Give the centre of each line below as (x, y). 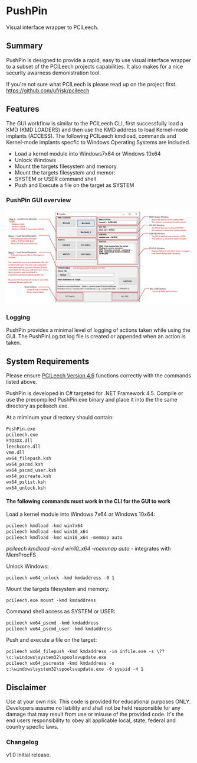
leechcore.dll (24, 447)
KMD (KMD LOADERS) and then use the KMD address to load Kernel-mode (97, 130)
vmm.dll (16, 452)
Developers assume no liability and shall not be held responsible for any (93, 707)
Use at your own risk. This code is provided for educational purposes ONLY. (98, 701)
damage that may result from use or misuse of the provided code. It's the (95, 714)
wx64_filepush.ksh (29, 458)
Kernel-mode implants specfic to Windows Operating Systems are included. (98, 142)
